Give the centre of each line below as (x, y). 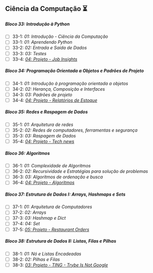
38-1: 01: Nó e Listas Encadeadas (47, 254)
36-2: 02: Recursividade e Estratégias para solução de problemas (80, 171)
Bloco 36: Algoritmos (28, 153)
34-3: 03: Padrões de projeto (42, 95)
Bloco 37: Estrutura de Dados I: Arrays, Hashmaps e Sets (65, 194)
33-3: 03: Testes (29, 53)
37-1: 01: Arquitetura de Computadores (52, 207)
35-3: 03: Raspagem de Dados (44, 136)
